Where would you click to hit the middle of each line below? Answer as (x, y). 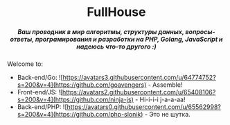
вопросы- (200, 31)
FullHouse (116, 12)
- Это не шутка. (167, 115)
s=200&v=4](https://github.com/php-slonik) (80, 115)
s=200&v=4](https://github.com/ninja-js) (75, 100)
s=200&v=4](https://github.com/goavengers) (82, 85)
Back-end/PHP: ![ (42, 107)
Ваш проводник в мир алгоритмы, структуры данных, (100, 31)
